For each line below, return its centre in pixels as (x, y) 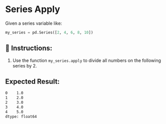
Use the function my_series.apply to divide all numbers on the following (87, 60)
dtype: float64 (21, 116)
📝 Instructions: (29, 48)
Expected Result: (32, 82)
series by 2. (25, 66)
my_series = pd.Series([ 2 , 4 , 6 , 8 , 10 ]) (49, 32)
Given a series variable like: (34, 23)
